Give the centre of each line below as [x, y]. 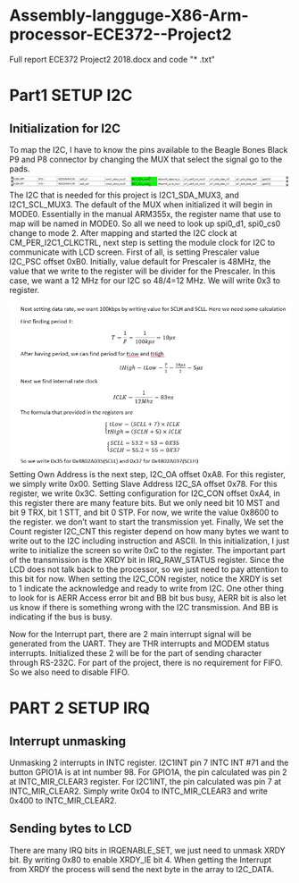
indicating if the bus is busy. [61, 617]
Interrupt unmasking [68, 741]
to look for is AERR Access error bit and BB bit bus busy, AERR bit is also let [148, 597]
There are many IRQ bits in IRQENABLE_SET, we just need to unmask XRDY [147, 850]
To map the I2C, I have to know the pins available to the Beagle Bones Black [149, 149]
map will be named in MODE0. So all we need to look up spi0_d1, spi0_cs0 [145, 223]
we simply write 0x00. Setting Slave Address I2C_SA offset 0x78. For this [144, 484]
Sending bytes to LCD [71, 829]
